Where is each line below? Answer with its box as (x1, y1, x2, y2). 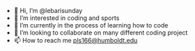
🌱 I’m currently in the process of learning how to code (13, 21, 169, 29)
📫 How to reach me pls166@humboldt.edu (13, 37, 138, 44)
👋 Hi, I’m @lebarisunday (13, 7, 83, 14)
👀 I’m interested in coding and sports (13, 14, 120, 22)
